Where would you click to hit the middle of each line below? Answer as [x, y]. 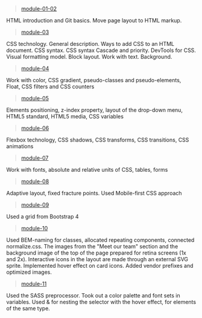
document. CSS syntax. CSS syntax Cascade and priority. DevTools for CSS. [101, 50]
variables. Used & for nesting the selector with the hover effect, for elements [101, 302]
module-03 [35, 32]
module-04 [35, 68]
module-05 [35, 98]
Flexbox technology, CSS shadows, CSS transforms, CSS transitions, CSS [98, 140]
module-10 [34, 228]
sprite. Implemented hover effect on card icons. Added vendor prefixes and [100, 266]
